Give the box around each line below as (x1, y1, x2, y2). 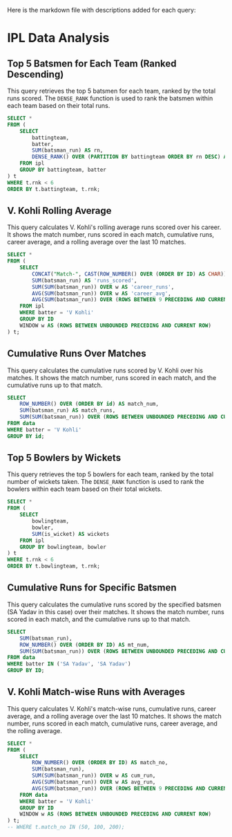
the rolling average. (7, 726, 62, 735)
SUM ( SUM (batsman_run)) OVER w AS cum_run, (32, 772, 156, 780)
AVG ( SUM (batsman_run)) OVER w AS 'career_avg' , (32, 290, 171, 297)
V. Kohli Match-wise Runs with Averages (7, 686, 185, 698)
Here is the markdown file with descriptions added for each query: (7, 6, 196, 14)
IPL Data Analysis (7, 30, 110, 46)
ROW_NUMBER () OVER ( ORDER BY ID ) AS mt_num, (19, 641, 150, 648)
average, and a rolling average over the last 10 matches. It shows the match (7, 712, 222, 720)
